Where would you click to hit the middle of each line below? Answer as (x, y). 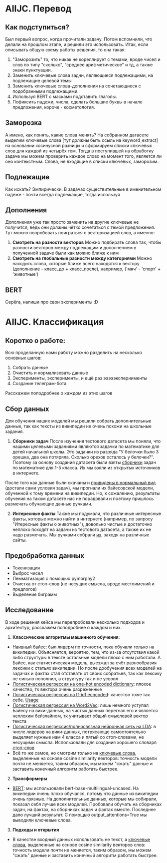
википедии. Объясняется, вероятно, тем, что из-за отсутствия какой (86, 652)
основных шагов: (23, 358)
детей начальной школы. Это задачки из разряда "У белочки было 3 (85, 452)
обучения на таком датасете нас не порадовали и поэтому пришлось (80, 499)
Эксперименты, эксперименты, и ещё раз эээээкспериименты (80, 378)
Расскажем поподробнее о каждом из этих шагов (59, 393)
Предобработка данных (45, 556)
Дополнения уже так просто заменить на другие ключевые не (72, 222)
